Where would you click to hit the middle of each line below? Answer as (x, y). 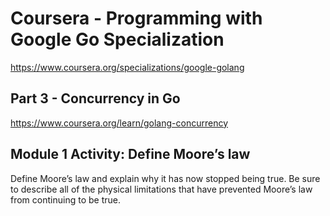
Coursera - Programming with (136, 18)
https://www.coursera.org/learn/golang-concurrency (119, 123)
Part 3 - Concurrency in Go (95, 98)
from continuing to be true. (65, 199)
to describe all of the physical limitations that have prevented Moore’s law (161, 189)
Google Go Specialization (117, 39)
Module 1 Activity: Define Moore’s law (130, 154)
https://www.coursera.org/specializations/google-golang (127, 67)
